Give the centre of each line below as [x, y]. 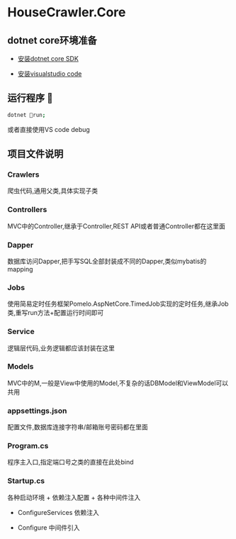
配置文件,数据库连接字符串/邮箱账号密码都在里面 [78, 427]
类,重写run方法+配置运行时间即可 [56, 313]
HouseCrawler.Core [67, 12]
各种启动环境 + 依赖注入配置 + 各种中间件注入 [74, 497]
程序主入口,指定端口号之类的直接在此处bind [71, 462]
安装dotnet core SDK [48, 59]
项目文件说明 [35, 154]
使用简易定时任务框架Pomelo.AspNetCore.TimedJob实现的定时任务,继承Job [118, 304]
